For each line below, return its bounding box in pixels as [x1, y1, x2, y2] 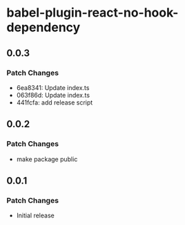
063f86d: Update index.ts [16, 91, 90, 99]
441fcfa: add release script [16, 98, 93, 107]
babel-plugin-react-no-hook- [6, 5, 179, 21]
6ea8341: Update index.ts [16, 83, 90, 91]
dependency [6, 19, 81, 35]
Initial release [16, 211, 55, 219]
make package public [16, 154, 78, 163]
